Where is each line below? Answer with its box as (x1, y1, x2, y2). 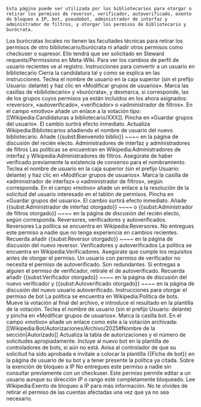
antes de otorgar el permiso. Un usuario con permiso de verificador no (6, 254, 181, 262)
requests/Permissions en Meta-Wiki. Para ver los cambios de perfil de (6, 57, 179, 63)
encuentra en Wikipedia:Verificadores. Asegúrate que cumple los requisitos (6, 248, 193, 255)
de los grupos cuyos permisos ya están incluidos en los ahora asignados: (6, 95, 188, 102)
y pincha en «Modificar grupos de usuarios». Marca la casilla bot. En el (6, 312, 182, 319)
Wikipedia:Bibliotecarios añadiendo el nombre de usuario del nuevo (6, 127, 173, 133)
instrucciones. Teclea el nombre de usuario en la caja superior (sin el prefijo (6, 76, 194, 82)
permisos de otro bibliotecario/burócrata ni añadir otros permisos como (6, 44, 183, 50)
